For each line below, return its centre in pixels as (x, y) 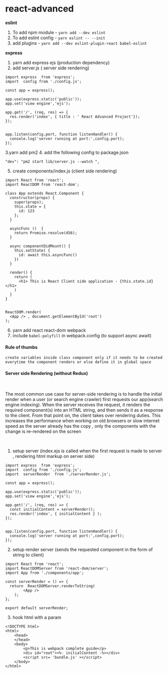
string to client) (28, 555)
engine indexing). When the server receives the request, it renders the (78, 405)
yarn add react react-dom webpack (49, 330)
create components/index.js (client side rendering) (65, 171)
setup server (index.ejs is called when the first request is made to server (87, 451)
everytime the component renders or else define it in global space (78, 362)
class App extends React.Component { (45, 193)
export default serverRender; (37, 608)
